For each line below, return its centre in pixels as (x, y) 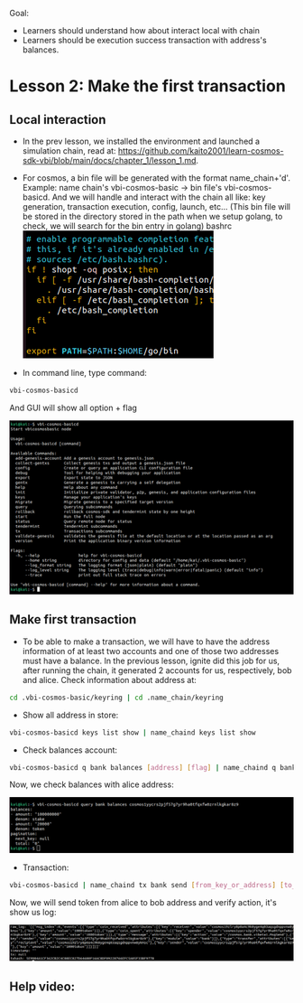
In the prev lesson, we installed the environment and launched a (141, 141)
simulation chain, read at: (69, 151)
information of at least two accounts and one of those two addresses (151, 651)
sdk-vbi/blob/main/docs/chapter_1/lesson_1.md (109, 160)
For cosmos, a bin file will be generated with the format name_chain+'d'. (156, 178)
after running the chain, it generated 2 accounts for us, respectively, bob (157, 670)
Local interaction (58, 120)
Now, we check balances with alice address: (92, 784)
